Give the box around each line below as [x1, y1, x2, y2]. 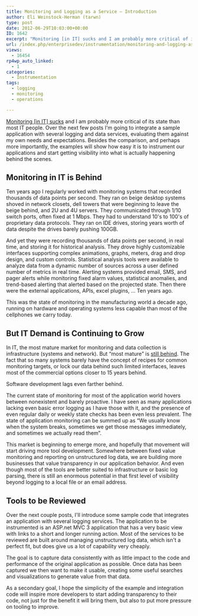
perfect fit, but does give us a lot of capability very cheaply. [6, 543, 151, 550]
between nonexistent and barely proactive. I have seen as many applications [6, 398, 192, 405]
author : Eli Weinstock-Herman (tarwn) [6, 14, 101, 20]
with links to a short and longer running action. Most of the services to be [6, 530, 184, 538]
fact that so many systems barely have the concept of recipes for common [6, 356, 187, 363]
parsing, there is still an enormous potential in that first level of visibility [6, 473, 179, 480]
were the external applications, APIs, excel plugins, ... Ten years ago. [6, 287, 173, 294]
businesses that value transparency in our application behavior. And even [6, 460, 184, 467]
